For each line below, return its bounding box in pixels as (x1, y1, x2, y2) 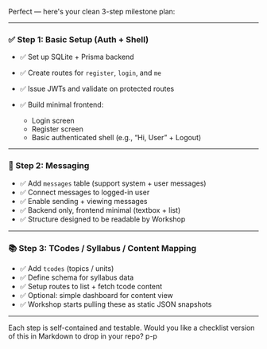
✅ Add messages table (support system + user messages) (19, 178, 207, 188)
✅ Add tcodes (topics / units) (19, 263, 114, 273)
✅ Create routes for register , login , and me (19, 68, 161, 78)
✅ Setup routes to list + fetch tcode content (19, 281, 163, 291)
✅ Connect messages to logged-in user (19, 187, 150, 197)
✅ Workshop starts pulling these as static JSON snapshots (19, 299, 212, 309)
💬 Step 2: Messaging (8, 160, 90, 171)
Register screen (31, 124, 83, 134)
